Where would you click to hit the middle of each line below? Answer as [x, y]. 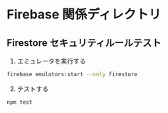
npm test [20, 102]
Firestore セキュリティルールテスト [84, 43]
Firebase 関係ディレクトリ [84, 14]
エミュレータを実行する [51, 61]
